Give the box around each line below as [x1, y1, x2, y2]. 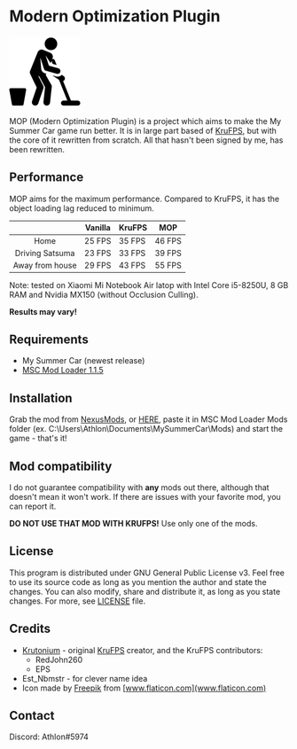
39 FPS [154, 247, 182, 258]
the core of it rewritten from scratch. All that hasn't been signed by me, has [9, 135, 284, 145]
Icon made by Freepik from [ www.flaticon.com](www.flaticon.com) [21, 683, 267, 693]
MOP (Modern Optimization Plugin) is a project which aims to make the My [9, 115, 282, 126]
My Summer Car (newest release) [21, 355, 145, 366]
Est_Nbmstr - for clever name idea [21, 673, 148, 683]
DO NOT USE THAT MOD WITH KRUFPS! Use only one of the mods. [9, 518, 258, 528]
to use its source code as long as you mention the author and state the [9, 576, 268, 587]
